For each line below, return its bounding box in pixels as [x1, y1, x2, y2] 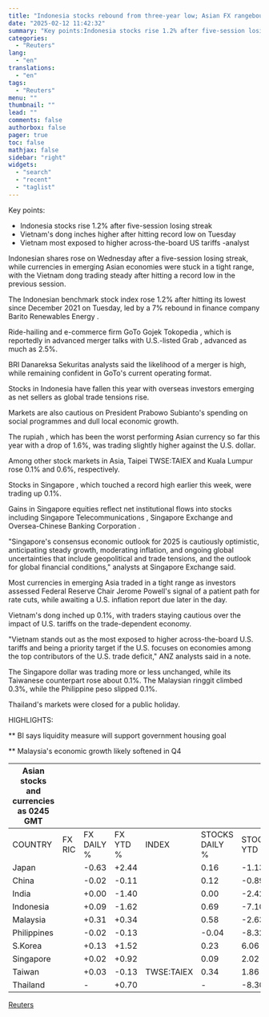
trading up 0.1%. [8, 488, 62, 498]
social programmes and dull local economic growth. [8, 416, 179, 426]
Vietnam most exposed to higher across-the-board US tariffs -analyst [19, 237, 250, 247]
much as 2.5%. [8, 344, 58, 354]
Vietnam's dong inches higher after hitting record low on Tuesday [19, 229, 236, 239]
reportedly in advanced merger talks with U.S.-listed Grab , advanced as [8, 335, 247, 345]
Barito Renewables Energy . [8, 311, 99, 321]
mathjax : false [8, 146, 59, 154]
